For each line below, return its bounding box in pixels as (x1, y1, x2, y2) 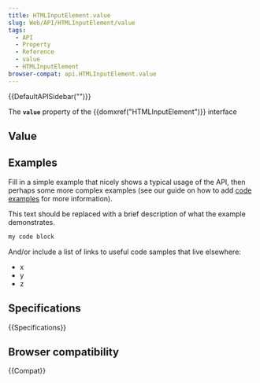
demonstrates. (8, 217, 55, 226)
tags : (8, 26, 26, 34)
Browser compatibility (8, 345, 120, 359)
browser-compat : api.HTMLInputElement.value (8, 70, 157, 78)
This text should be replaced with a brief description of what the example (8, 209, 246, 219)
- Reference (15, 48, 55, 56)
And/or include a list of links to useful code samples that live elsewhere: (8, 247, 242, 256)
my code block (8, 233, 55, 241)
